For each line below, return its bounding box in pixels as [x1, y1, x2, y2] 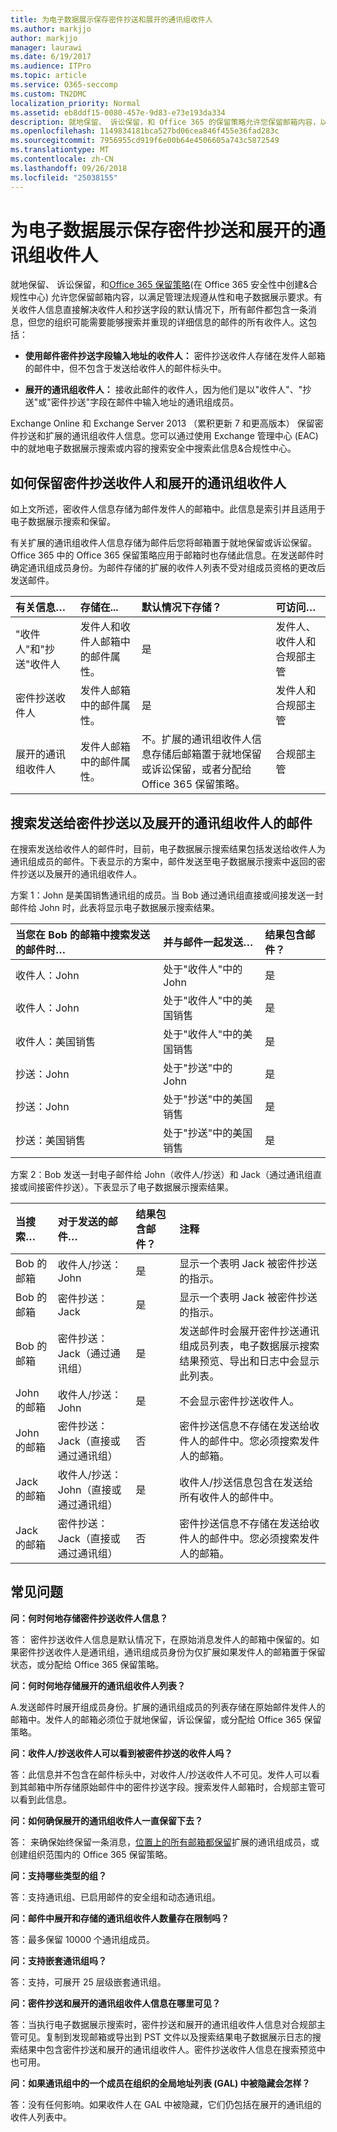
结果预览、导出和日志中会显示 [179, 1354, 320, 1368]
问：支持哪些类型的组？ [10, 1869, 107, 1881]
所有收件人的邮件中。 [179, 1491, 280, 1505]
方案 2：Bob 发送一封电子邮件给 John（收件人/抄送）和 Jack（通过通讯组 [10, 1169, 313, 1181]
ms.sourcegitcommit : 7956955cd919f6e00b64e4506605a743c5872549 [10, 136, 280, 146]
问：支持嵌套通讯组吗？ [10, 1954, 107, 1966]
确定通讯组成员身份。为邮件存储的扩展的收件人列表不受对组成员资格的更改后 [10, 562, 326, 574]
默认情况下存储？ [141, 601, 222, 615]
